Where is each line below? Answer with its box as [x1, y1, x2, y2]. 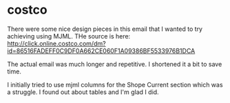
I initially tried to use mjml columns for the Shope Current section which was [7, 80, 223, 89]
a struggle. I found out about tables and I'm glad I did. [7, 88, 160, 96]
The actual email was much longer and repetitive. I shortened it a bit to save [7, 60, 222, 68]
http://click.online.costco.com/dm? [7, 39, 106, 47]
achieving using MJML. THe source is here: [7, 32, 131, 40]
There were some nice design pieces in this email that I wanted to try [7, 25, 203, 33]
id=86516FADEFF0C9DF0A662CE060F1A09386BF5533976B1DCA [7, 47, 196, 55]
